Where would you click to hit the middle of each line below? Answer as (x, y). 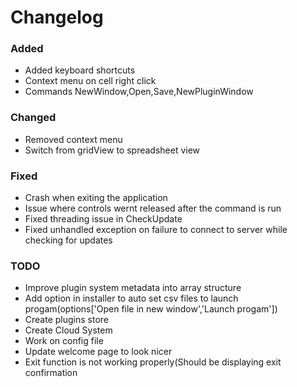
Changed (33, 118)
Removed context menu (73, 139)
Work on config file (64, 341)
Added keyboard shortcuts (80, 70)
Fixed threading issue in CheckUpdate (103, 219)
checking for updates (68, 240)
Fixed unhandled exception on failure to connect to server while (156, 230)
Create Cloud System (68, 330)
